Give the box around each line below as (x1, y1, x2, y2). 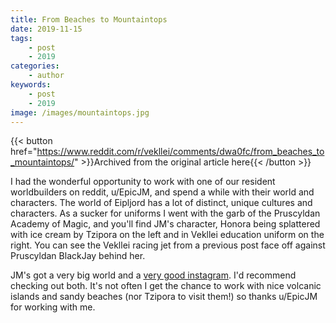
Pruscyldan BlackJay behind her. (10, 250, 146, 262)
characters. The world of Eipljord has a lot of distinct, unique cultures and (10, 197, 313, 209)
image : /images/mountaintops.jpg (10, 107, 150, 118)
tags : (10, 33, 33, 43)
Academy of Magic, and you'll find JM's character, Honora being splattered (10, 218, 321, 230)
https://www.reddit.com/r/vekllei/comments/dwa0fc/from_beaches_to (36, 146, 325, 158)
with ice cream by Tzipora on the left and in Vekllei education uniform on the (10, 229, 325, 241)
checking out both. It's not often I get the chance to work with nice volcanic (10, 280, 322, 292)
